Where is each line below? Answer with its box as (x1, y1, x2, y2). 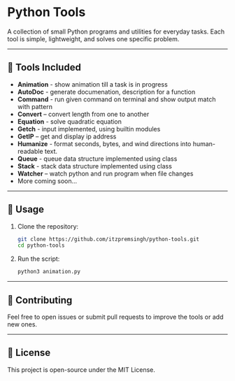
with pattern (17, 102, 52, 110)
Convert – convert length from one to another (17, 110, 150, 118)
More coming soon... (17, 176, 78, 185)
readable (17, 147, 43, 155)
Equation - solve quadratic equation (17, 117, 122, 126)
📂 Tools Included (7, 62, 82, 73)
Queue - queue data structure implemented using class (17, 154, 178, 163)
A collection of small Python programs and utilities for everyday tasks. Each (7, 27, 225, 36)
